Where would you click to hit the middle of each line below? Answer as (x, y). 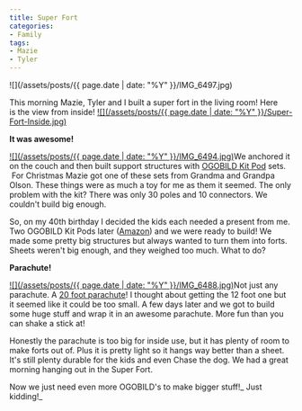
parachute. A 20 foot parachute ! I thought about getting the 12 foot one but (148, 295)
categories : (31, 26)
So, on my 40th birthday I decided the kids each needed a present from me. (150, 222)
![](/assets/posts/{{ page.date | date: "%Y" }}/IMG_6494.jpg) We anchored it (150, 156)
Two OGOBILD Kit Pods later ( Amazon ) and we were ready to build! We (141, 231)
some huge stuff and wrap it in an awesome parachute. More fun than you (147, 314)
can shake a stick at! (47, 323)
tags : (19, 43)
